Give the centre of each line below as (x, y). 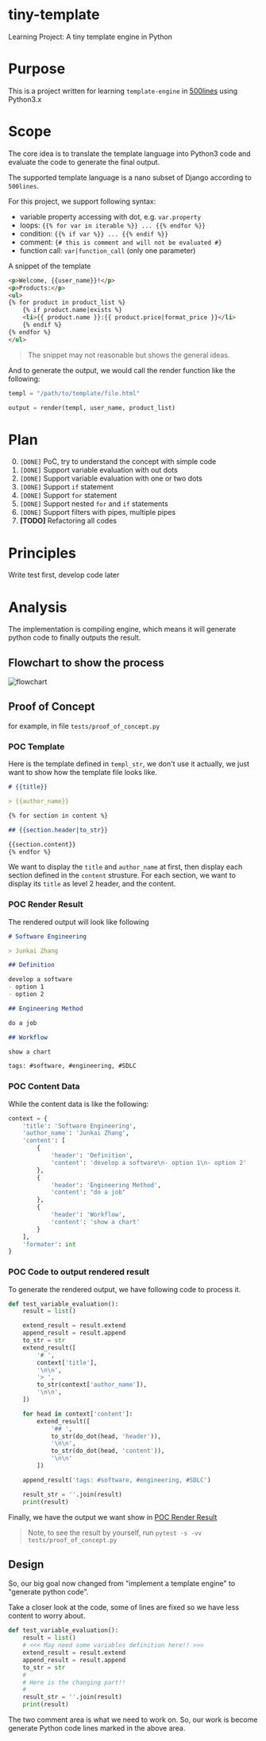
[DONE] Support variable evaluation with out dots (99, 470)
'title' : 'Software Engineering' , (79, 1126)
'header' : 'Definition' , (92, 1155)
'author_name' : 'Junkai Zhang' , (76, 1133)
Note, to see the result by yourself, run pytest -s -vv (115, 1533)
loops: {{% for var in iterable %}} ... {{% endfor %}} (113, 225)
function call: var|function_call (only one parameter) (108, 250)
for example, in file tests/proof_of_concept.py (84, 726)
